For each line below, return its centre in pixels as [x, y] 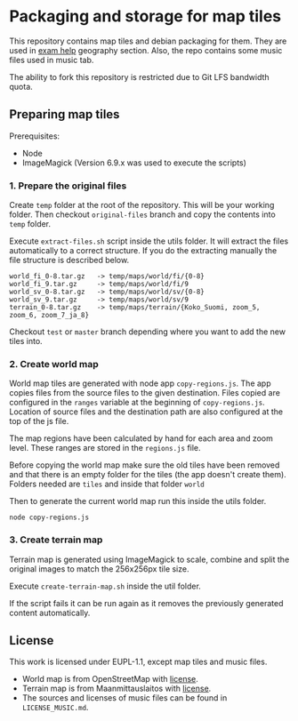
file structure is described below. [69, 260]
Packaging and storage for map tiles [145, 16]
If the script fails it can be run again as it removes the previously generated [146, 603]
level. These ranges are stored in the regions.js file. [105, 448]
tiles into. [26, 341]
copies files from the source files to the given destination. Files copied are [145, 393]
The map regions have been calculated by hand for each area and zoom [141, 438]
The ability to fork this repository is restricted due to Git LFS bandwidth [139, 76]
